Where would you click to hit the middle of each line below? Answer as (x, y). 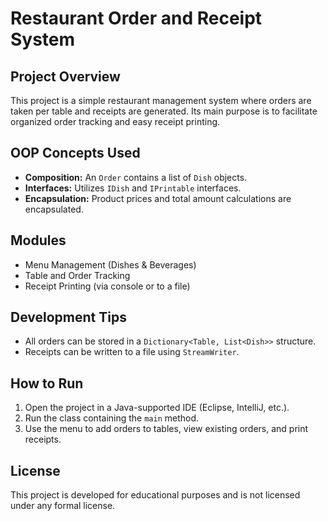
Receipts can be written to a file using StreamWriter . (132, 352)
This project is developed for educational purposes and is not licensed (155, 495)
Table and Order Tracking (77, 275)
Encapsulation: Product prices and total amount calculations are (158, 198)
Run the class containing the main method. (112, 418)
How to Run (47, 383)
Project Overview (65, 76)
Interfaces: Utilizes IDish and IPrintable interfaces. (133, 188)
